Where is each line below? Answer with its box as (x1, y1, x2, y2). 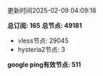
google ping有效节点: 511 (7, 60, 82, 69)
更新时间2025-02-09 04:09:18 (7, 6, 97, 14)
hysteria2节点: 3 (17, 45, 65, 53)
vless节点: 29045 (17, 36, 69, 45)
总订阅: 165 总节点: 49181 (7, 21, 82, 30)
